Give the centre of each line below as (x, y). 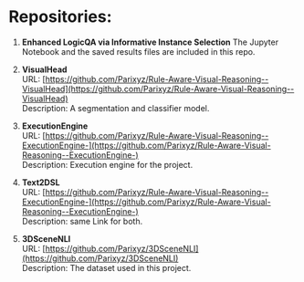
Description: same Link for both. (82, 221)
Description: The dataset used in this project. (106, 267)
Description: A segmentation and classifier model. (115, 108)
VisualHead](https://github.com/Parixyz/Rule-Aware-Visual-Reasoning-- (158, 89)
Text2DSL (41, 182)
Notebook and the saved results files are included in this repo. (138, 51)
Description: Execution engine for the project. (107, 164)
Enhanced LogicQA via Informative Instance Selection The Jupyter (150, 42)
